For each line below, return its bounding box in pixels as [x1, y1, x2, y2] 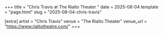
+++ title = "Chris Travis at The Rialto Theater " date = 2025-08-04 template [4, 4, 159, 10]
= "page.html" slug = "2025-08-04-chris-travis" [4, 9, 102, 15]
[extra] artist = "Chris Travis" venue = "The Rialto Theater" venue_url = [4, 19, 147, 24]
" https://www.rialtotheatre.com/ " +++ [4, 23, 81, 29]
